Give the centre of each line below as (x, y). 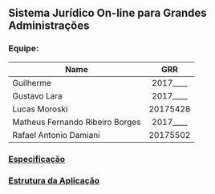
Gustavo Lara (37, 95)
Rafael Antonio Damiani (56, 135)
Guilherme (32, 83)
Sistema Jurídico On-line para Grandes (107, 13)
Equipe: (24, 49)
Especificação (37, 159)
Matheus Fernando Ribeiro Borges (77, 122)
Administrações (49, 26)
